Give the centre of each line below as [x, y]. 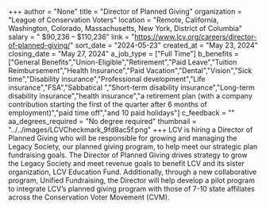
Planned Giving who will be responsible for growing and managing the [123, 138]
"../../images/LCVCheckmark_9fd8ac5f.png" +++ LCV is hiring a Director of [131, 130]
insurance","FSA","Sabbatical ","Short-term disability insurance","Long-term [132, 87]
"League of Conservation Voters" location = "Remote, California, [114, 20]
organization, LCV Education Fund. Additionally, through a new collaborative [133, 172]
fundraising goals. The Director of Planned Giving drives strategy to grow [128, 155]
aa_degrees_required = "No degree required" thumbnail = [102, 121]
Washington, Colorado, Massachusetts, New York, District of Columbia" [125, 28]
